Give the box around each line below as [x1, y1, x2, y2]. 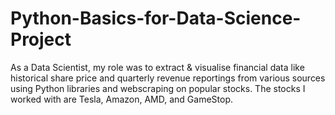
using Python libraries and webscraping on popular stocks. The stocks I [10, 82, 306, 94]
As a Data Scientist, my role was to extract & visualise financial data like [10, 61, 305, 73]
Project [10, 28, 72, 51]
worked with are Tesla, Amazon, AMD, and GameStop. [10, 93, 234, 105]
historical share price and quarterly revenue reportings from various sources [10, 72, 326, 84]
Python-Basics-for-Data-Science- [10, 7, 302, 30]
